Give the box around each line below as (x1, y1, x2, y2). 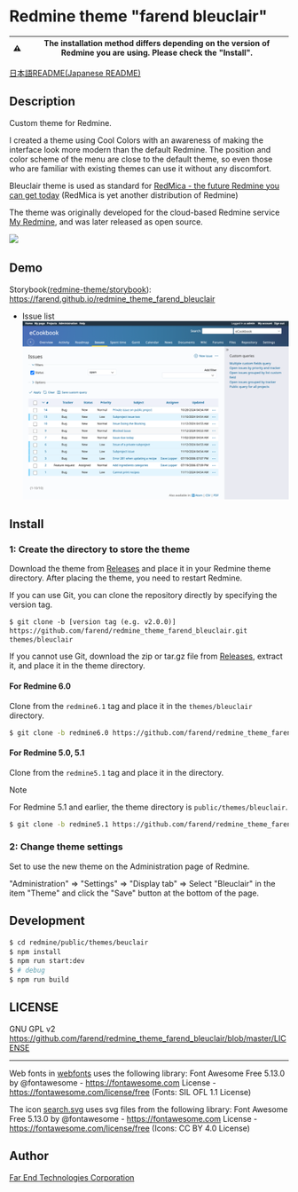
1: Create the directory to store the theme (9, 543, 191, 556)
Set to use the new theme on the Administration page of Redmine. (9, 861, 250, 872)
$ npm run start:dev (9, 957, 86, 966)
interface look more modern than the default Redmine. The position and (9, 144, 271, 154)
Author (9, 1149, 49, 1164)
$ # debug (9, 966, 46, 975)
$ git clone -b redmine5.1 (9, 819, 109, 829)
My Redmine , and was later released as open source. (9, 216, 204, 227)
